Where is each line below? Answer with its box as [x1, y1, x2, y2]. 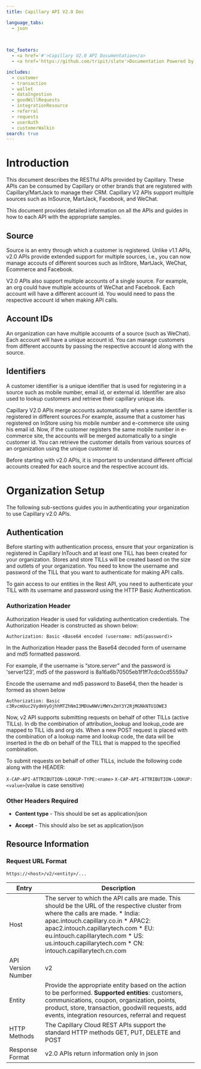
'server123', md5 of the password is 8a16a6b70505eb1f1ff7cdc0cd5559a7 [6, 668, 188, 675]
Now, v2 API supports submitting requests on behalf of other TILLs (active [6, 713, 189, 720]
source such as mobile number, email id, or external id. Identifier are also [6, 388, 185, 396]
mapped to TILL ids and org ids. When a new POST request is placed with [6, 726, 188, 734]
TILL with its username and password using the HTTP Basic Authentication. [6, 587, 193, 594]
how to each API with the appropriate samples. [6, 214, 121, 221]
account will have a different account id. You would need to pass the [6, 290, 175, 297]
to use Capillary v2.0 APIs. [6, 510, 72, 517]
